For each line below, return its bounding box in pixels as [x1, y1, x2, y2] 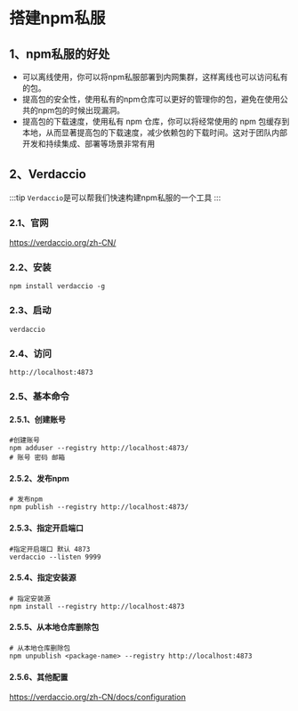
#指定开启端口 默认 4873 [9, 545, 91, 553]
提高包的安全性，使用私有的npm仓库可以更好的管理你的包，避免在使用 [21, 94, 280, 104]
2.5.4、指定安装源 [9, 572, 77, 583]
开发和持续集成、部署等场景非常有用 [21, 139, 156, 149]
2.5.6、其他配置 [9, 671, 68, 682]
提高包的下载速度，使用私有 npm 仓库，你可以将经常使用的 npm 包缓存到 [21, 117, 290, 126]
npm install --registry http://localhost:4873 [9, 602, 185, 610]
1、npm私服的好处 [9, 46, 110, 61]
